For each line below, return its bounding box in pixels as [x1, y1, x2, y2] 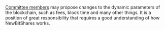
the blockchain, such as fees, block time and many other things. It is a [5, 9, 151, 15]
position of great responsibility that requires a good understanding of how [5, 15, 160, 20]
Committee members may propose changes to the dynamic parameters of [5, 4, 160, 10]
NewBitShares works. [5, 20, 50, 26]
